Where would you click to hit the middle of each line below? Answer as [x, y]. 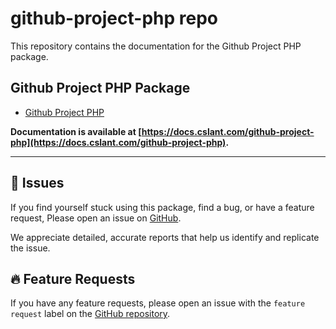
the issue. [30, 248]
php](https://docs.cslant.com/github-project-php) [118, 142]
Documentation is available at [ [76, 131]
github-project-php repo [114, 18]
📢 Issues [37, 183]
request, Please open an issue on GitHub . [96, 218]
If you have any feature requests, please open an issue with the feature [158, 303]
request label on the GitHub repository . [90, 314]
